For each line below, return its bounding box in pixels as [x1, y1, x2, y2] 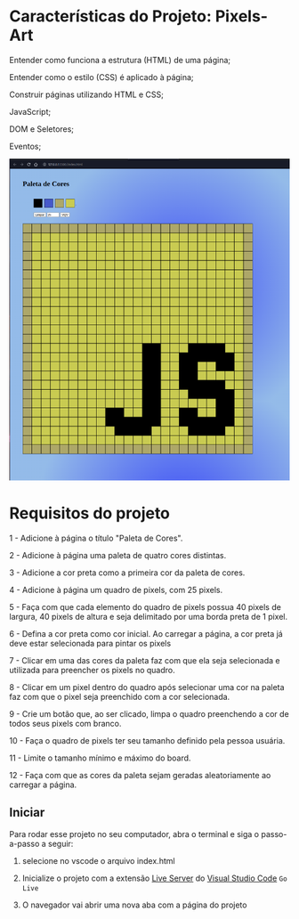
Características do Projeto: [9, 6, 212, 27]
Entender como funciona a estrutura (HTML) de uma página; [9, 54, 231, 65]
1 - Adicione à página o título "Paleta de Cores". [9, 533, 183, 543]
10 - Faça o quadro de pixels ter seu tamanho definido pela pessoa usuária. [9, 735, 286, 745]
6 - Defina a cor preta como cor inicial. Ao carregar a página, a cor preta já [9, 628, 283, 638]
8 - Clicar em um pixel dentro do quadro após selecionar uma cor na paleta [9, 681, 285, 692]
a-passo [9, 838, 40, 849]
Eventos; [9, 141, 42, 151]
